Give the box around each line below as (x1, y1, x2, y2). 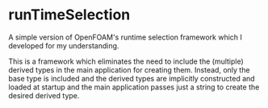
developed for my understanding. (8, 40, 119, 50)
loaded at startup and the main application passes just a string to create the (8, 82, 260, 92)
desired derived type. (8, 90, 80, 100)
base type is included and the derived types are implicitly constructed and (8, 73, 256, 83)
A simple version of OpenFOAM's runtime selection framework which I (8, 32, 242, 42)
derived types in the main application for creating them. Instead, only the (8, 64, 250, 74)
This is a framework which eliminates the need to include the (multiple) (8, 56, 244, 66)
